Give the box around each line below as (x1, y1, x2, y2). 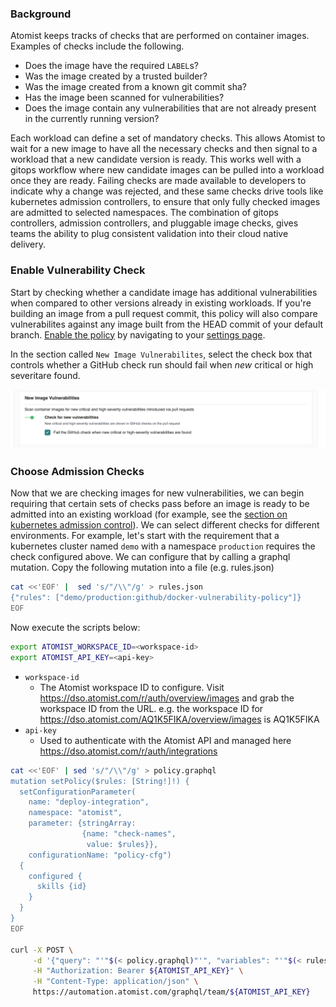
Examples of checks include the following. (10, 40, 185, 52)
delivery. (10, 238, 47, 251)
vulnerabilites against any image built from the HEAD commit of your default (10, 318, 324, 330)
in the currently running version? (24, 113, 160, 125)
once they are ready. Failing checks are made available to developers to (10, 175, 307, 187)
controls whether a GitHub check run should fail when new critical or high (10, 358, 314, 371)
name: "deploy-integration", (28, 797, 150, 807)
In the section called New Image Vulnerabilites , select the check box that (10, 348, 313, 360)
